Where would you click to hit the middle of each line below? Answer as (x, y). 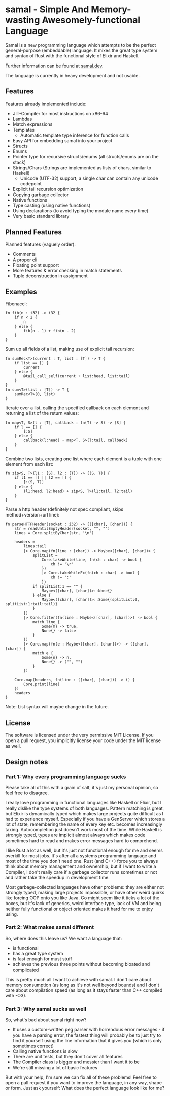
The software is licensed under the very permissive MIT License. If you (79, 735)
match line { (46, 622)
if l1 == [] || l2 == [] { (43, 478)
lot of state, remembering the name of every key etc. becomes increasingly (84, 824)
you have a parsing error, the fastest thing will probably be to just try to (87, 1035)
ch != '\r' (62, 564)
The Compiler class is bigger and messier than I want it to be (76, 1062)
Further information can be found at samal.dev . (54, 66)
